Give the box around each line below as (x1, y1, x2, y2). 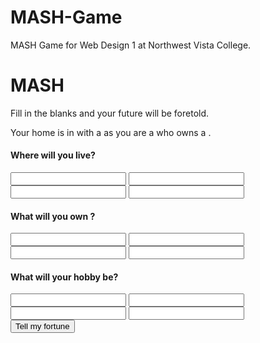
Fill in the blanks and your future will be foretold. (10, 107, 210, 119)
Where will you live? (10, 149, 96, 161)
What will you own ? (10, 210, 96, 222)
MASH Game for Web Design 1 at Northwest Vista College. (10, 39, 252, 51)
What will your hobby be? (10, 271, 119, 283)
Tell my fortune (15, 321, 70, 332)
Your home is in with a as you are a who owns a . (10, 126, 212, 138)
